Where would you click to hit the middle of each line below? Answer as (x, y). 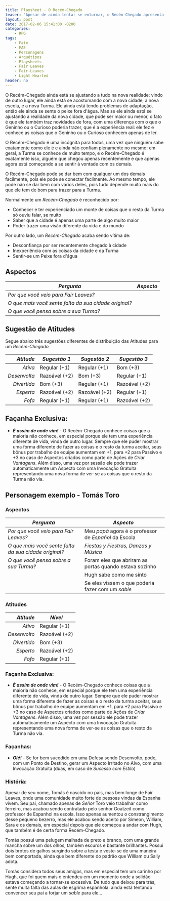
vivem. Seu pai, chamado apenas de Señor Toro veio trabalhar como (77, 803)
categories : (18, 29)
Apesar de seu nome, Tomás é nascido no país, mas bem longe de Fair (79, 793)
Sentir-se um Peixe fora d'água (45, 256)
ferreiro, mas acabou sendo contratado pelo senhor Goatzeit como (75, 809)
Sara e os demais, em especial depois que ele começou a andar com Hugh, (84, 825)
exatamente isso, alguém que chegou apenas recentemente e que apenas (82, 158)
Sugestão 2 (95, 359)
